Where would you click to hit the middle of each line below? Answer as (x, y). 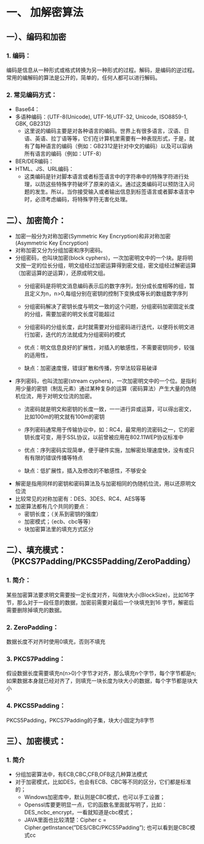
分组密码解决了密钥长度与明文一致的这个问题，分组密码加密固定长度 (109, 306)
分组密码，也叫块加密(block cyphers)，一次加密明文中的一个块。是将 (101, 258)
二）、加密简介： (36, 220)
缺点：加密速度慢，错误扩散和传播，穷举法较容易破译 (91, 368)
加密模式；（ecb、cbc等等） (59, 521)
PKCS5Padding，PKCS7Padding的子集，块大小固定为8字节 (80, 720)
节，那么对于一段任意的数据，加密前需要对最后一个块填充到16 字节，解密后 (100, 602)
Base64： (28, 109)
